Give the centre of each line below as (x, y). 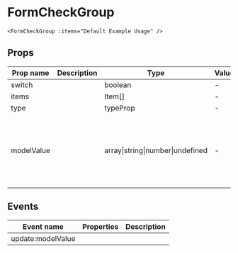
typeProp (119, 108)
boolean (118, 84)
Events (23, 207)
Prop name (30, 73)
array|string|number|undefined (155, 150)
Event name (43, 226)
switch (22, 84)
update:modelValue (43, 238)
